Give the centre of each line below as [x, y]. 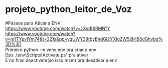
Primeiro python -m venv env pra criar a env [51, 49]
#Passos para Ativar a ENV [33, 23]
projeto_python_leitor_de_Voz [68, 9]
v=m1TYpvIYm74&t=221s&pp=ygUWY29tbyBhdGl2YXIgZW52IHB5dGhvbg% [84, 39]
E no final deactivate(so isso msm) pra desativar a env [61, 60]
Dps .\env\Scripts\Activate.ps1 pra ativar [47, 55]
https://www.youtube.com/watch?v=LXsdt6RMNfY [58, 28]
